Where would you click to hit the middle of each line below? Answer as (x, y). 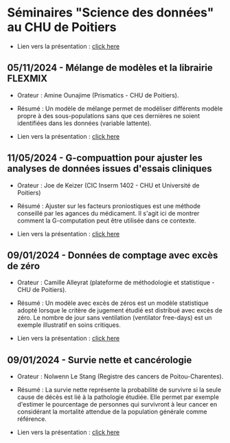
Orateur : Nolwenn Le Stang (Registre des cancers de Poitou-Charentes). (120, 376)
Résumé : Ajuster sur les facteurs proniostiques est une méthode (109, 206)
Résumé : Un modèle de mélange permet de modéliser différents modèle (120, 109)
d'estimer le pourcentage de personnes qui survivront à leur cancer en (117, 405)
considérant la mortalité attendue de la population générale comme (112, 412)
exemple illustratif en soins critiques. (69, 325)
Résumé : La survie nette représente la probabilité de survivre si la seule (119, 390)
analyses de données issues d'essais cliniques (110, 169)
